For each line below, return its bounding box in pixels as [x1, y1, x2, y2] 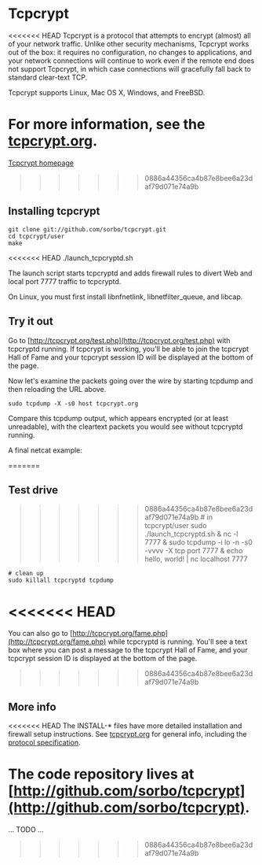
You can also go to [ [8, 629, 73, 638]
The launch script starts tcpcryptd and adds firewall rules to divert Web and [8, 268, 253, 278]
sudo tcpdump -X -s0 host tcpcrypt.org [8, 399, 139, 408]
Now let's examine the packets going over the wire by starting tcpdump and [8, 375, 253, 386]
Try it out [8, 315, 53, 328]
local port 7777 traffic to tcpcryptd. [8, 276, 122, 286]
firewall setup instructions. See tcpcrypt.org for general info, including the [8, 730, 247, 739]
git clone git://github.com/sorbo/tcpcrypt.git [8, 225, 167, 233]
